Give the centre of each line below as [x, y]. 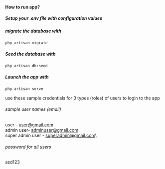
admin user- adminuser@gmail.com [42, 130]
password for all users [28, 147]
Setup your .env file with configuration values [54, 18]
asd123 [12, 162]
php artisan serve [24, 89]
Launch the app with [27, 77]
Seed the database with [30, 54]
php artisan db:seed [27, 66]
